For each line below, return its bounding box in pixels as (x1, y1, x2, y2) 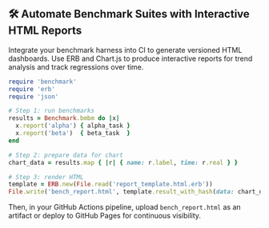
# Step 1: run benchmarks (8, 107, 94, 115)
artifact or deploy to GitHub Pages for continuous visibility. (8, 211, 202, 221)
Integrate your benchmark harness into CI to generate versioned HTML (8, 45, 243, 54)
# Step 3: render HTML (8, 173, 84, 181)
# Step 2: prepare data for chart (8, 151, 124, 159)
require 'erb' (8, 85, 56, 93)
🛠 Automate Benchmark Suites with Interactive (8, 7, 250, 21)
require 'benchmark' (8, 78, 78, 86)
